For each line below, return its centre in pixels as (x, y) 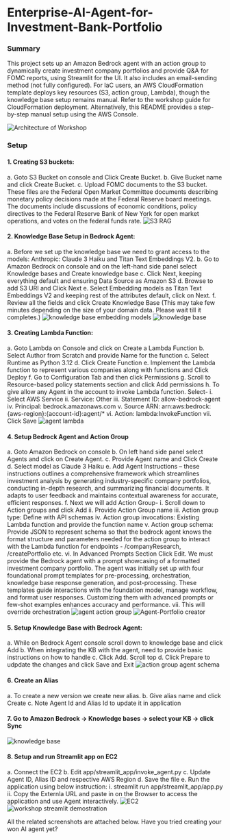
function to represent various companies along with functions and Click (108, 370)
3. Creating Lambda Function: (50, 333)
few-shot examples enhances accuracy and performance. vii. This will (106, 605)
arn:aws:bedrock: (186, 406)
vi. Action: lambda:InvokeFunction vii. (158, 414)
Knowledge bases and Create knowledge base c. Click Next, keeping (104, 273)
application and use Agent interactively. (63, 801)
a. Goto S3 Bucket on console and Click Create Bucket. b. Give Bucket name (115, 177)
